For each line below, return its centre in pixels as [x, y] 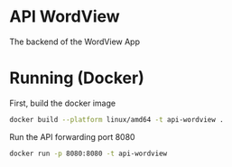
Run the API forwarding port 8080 [72, 136]
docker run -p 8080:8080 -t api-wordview [88, 153]
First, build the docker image [62, 103]
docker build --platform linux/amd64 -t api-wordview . [116, 119]
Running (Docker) [77, 78]
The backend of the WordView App [75, 42]
